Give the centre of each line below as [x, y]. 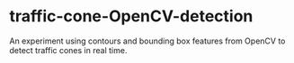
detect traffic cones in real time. [68, 50]
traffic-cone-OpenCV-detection [131, 16]
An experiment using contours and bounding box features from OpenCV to [147, 41]
